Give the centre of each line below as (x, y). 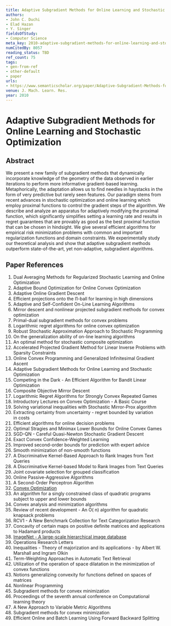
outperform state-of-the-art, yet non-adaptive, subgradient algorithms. (80, 249)
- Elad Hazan (20, 24)
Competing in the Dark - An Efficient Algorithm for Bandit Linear (80, 380)
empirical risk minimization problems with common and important (74, 233)
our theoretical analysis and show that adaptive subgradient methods (78, 243)
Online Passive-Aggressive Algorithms (53, 477)
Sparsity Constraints (35, 353)
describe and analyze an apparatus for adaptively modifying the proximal (82, 211)
